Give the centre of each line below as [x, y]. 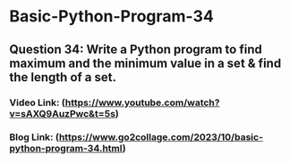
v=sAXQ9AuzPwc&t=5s [63, 113]
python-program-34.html [66, 149]
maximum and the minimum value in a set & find [145, 63]
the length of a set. [63, 77]
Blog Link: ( [34, 137]
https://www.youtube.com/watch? [142, 102]
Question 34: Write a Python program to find [136, 49]
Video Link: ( [37, 102]
